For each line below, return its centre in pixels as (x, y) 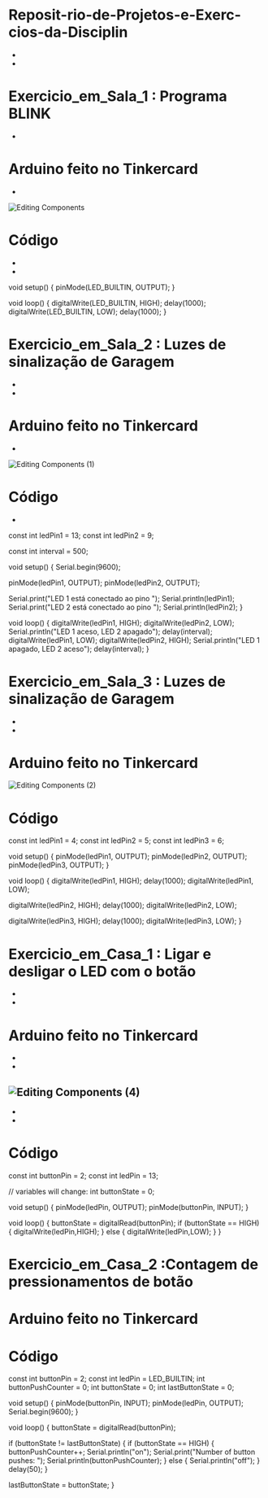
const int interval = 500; (48, 551)
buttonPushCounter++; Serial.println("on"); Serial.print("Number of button (132, 1452)
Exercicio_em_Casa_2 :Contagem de (133, 1265)
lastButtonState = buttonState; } (62, 1485)
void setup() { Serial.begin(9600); (65, 566)
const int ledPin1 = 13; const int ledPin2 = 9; (81, 535)
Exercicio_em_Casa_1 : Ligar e (110, 954)
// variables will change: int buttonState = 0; (82, 1191)
